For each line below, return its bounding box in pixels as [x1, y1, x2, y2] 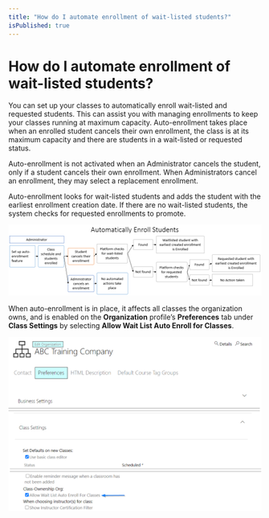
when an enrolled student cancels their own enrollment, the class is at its [8, 126, 249, 136]
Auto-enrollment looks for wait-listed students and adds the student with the [8, 191, 261, 201]
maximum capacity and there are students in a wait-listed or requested [8, 135, 243, 145]
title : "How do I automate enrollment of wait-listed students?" [8, 13, 231, 21]
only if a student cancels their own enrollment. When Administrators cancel [8, 167, 257, 177]
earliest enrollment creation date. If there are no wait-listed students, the [8, 200, 248, 210]
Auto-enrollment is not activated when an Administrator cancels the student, [8, 159, 261, 169]
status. [8, 143, 31, 153]
